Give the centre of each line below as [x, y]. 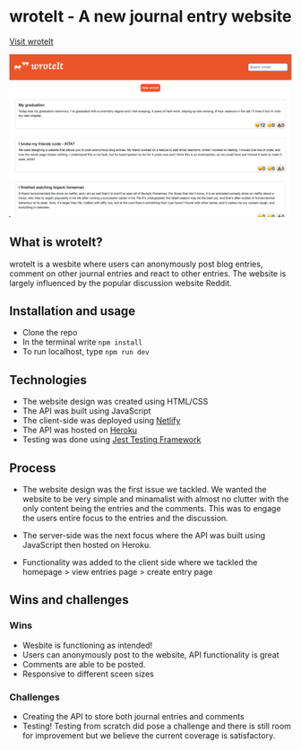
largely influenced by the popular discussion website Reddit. [121, 283]
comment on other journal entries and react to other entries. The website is [148, 273]
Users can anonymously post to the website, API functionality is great [150, 654]
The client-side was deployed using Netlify [101, 421]
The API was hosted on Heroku [79, 430]
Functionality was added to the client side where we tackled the [140, 562]
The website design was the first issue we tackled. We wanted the [144, 490]
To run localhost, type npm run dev [86, 352]
